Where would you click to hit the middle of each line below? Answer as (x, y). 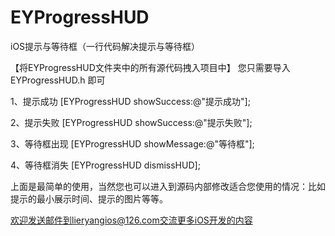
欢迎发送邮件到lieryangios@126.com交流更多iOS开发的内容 (131, 220)
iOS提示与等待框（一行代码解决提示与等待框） (105, 46)
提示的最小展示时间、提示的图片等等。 (89, 198)
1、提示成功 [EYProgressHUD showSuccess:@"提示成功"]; (130, 101)
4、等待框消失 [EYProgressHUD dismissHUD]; (105, 165)
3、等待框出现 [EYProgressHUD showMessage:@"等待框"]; (132, 143)
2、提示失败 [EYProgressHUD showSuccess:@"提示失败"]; (131, 122)
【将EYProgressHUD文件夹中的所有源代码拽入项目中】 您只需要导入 (150, 67)
